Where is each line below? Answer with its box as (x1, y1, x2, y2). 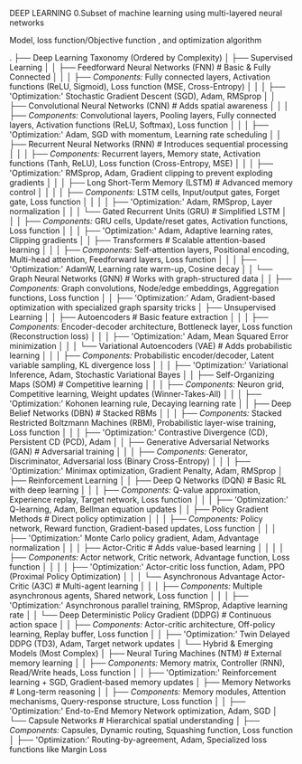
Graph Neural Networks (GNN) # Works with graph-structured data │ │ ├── (9, 273, 292, 284)
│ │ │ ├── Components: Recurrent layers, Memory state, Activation (9, 148, 261, 159)
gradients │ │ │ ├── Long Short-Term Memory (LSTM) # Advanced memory (9, 177, 293, 188)
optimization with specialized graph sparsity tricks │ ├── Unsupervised (9, 302, 277, 313)
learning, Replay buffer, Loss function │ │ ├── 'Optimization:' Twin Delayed (9, 628, 290, 639)
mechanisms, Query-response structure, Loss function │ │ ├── (9, 696, 246, 706)
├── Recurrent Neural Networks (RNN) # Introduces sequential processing (9, 139, 288, 149)
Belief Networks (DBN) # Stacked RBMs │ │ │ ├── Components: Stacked (9, 408, 282, 419)
